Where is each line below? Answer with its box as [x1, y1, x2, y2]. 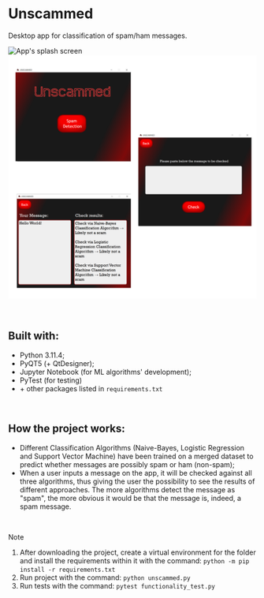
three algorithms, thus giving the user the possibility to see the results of [19, 477, 255, 486]
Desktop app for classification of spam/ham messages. [8, 31, 188, 40]
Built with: [8, 329, 59, 343]
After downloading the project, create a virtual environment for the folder [19, 548, 256, 557]
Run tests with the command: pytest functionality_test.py [19, 581, 215, 590]
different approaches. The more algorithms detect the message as [19, 484, 236, 494]
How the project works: [8, 422, 126, 435]
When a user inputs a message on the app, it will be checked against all [19, 468, 252, 477]
